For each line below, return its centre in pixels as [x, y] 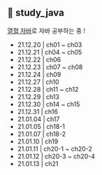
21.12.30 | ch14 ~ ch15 [49, 104]
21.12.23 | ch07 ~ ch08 [50, 66]
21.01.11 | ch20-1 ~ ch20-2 [55, 148]
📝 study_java [36, 13]
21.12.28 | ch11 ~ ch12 [48, 89]
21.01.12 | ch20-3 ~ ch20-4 [56, 156]
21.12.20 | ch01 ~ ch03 [50, 44]
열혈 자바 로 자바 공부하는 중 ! [46, 30]
